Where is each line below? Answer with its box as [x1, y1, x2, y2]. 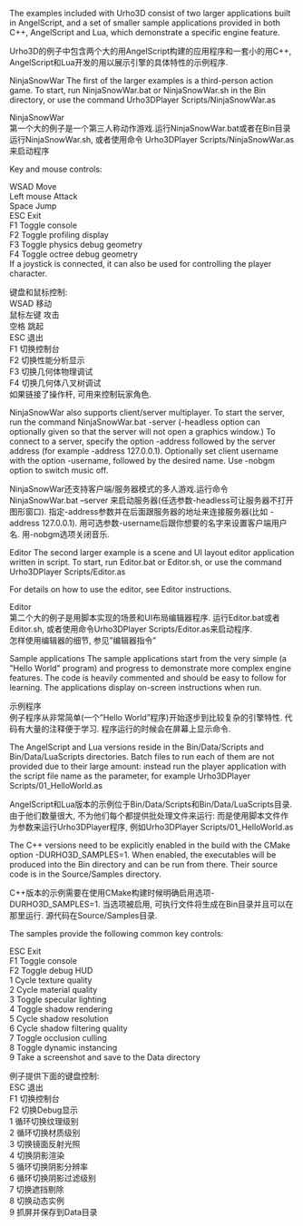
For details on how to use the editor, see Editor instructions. [9, 584, 232, 594]
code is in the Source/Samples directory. [9, 868, 161, 879]
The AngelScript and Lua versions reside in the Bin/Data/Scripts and [9, 741, 265, 752]
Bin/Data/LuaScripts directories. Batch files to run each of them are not [9, 751, 275, 761]
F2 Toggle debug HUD [9, 966, 93, 976]
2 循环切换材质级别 [9, 1127, 81, 1138]
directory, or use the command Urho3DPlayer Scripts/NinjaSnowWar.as [9, 94, 277, 105]
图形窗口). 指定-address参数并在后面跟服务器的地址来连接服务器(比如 [9, 506, 269, 516]
